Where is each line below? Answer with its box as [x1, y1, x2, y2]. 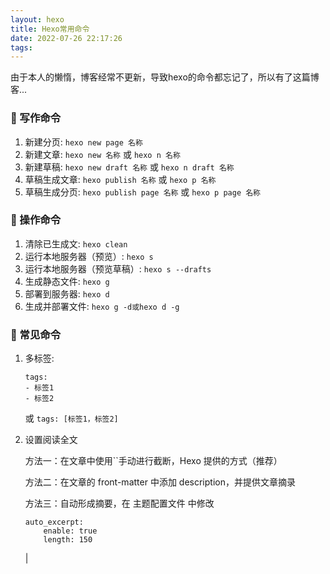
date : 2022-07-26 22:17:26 [10, 33, 123, 43]
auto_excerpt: [24, 517, 84, 528]
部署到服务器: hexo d [24, 287, 110, 300]
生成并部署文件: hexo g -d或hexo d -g [24, 300, 180, 312]
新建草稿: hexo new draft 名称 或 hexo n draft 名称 [24, 161, 235, 173]
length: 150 [43, 535, 93, 545]
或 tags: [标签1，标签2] [24, 412, 119, 425]
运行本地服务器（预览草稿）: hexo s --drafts [24, 262, 212, 275]
